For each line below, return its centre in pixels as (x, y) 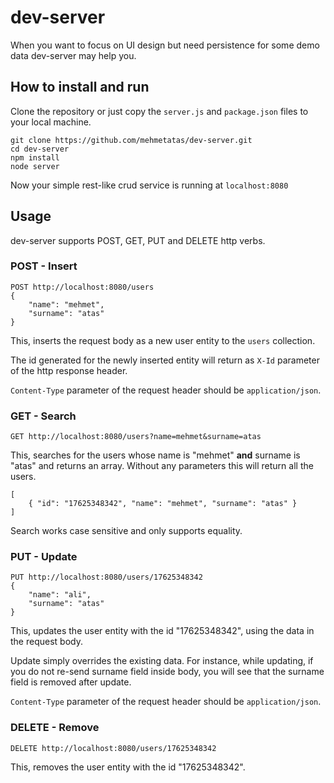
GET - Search (43, 416)
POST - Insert (44, 266)
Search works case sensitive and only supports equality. (126, 531)
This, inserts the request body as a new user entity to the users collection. (163, 340)
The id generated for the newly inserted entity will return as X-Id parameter (165, 360)
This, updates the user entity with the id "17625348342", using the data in (162, 631)
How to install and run (80, 87)
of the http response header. (69, 370)
